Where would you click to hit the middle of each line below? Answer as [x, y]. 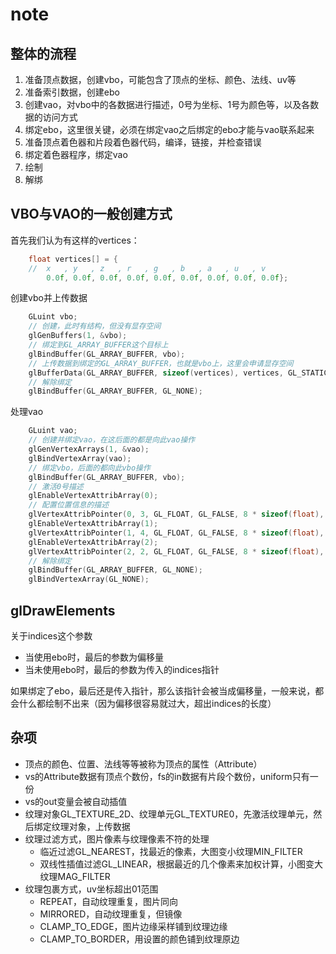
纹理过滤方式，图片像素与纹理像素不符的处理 [117, 839]
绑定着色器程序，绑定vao [76, 154]
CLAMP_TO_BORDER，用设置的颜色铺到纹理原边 [139, 939]
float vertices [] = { [73, 259]
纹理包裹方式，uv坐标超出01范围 [91, 889]
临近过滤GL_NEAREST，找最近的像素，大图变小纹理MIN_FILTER [171, 851]
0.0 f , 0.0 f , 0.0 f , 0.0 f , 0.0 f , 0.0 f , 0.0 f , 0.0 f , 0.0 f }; [167, 278]
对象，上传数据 [99, 826]
